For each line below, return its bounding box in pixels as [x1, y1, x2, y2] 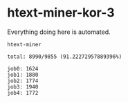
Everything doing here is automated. [7, 28, 111, 36]
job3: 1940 [7, 83, 39, 91]
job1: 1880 [7, 71, 39, 78]
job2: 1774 [7, 77, 39, 84]
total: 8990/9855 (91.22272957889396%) [7, 53, 122, 60]
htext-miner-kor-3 [7, 5, 115, 21]
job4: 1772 [7, 89, 39, 96]
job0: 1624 [7, 65, 39, 72]
